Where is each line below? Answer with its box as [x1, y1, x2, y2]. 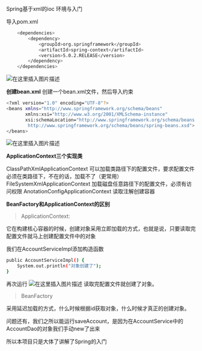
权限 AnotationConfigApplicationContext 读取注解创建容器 [11, 188, 155, 195]
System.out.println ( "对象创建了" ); [17, 263, 102, 269]
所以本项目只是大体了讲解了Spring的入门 [6, 338, 107, 345]
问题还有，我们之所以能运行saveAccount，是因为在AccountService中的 [6, 318, 183, 325]
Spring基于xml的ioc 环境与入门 [6, 5, 83, 12]
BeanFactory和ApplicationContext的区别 [6, 200, 110, 208]
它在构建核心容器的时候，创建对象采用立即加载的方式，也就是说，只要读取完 [6, 225, 196, 232]
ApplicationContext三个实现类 [6, 152, 83, 160]
